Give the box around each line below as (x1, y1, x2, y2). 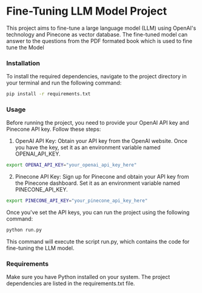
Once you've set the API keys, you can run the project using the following (6, 209, 190, 216)
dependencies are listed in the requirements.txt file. (6, 280, 135, 287)
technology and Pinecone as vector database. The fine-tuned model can (6, 30, 188, 38)
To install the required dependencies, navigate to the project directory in (6, 73, 187, 80)
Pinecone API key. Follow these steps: (6, 126, 101, 133)
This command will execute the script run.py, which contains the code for (6, 238, 190, 246)
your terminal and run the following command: (6, 79, 122, 86)
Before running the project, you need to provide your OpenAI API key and (6, 119, 189, 126)
